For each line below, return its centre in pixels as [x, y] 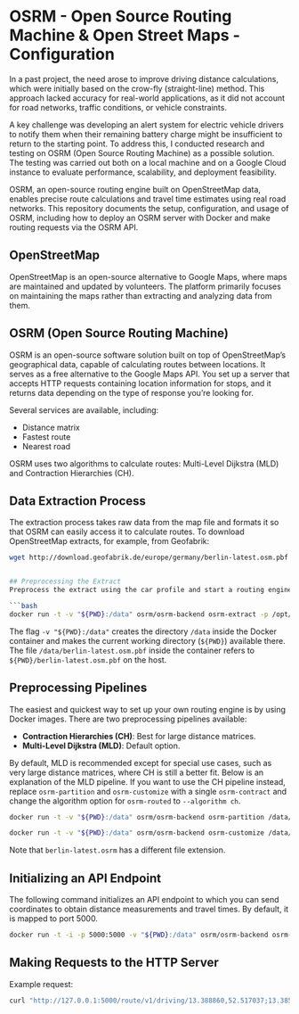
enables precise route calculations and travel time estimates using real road [148, 199]
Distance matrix [51, 427]
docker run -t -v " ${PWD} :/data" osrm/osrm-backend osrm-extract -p [139, 614]
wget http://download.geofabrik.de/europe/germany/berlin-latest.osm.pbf [149, 558]
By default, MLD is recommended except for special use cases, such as [141, 763]
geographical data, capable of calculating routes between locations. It [137, 364]
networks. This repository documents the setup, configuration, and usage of [149, 208]
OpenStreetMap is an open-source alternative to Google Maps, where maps [148, 276]
